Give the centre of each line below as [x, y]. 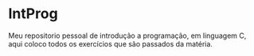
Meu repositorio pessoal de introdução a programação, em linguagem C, [127, 35]
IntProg [33, 14]
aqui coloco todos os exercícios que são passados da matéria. [111, 43]
